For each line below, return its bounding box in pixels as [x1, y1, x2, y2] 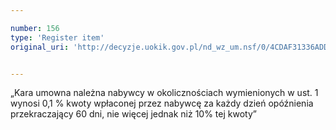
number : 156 [10, 23, 60, 33]
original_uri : [10, 42, 70, 52]
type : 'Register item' [10, 32, 105, 43]
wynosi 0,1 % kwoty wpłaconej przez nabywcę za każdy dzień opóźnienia [10, 97, 314, 110]
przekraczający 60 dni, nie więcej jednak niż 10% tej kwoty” [10, 108, 257, 120]
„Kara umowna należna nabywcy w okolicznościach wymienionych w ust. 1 [10, 87, 319, 99]
